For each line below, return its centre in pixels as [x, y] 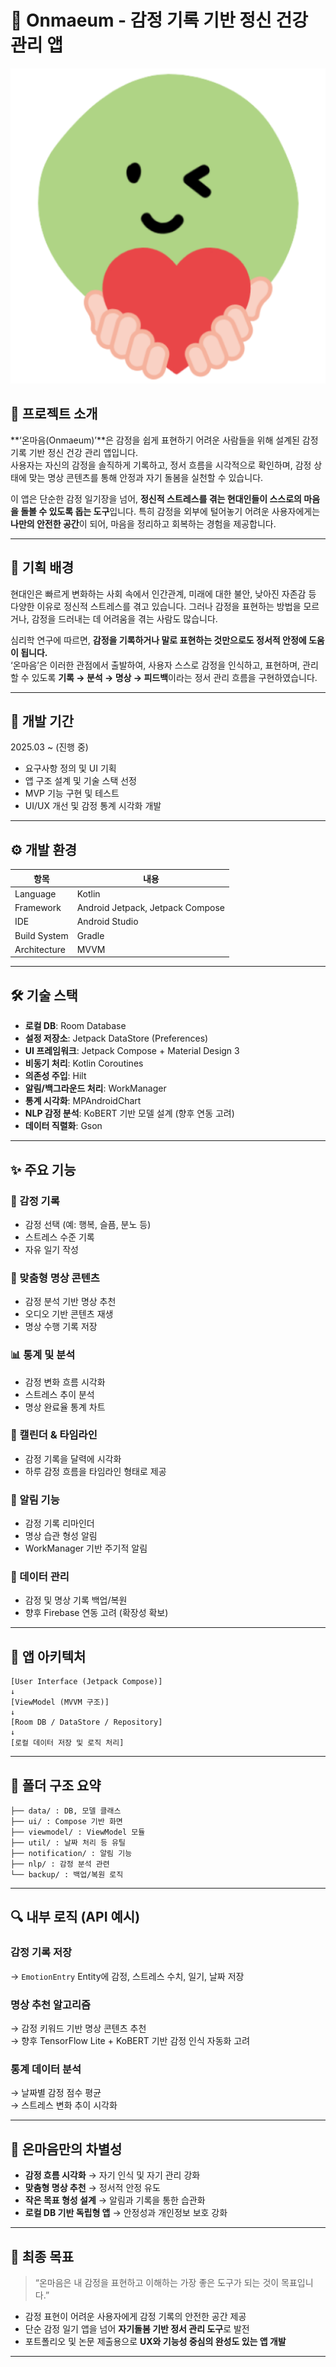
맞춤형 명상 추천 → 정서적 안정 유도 [92, 2188]
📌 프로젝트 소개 [54, 414]
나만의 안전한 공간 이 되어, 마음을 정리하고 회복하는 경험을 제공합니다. [143, 523]
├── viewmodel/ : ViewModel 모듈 [78, 1832]
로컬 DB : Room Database [75, 1026]
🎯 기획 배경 [42, 567]
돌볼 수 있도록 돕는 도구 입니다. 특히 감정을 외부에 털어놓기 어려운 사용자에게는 [170, 511]
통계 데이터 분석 [46, 2069]
